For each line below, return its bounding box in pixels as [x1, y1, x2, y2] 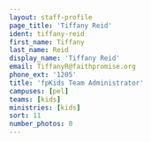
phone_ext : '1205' [9, 71, 77, 79]
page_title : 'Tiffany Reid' [9, 21, 113, 30]
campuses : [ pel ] [9, 86, 69, 95]
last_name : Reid [9, 46, 69, 55]
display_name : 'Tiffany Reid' [9, 54, 121, 63]
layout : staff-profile [9, 12, 93, 22]
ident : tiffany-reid [9, 29, 86, 38]
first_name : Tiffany [9, 37, 86, 47]
